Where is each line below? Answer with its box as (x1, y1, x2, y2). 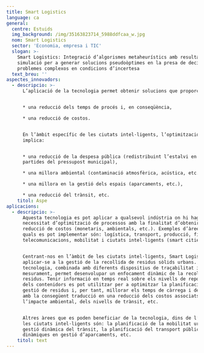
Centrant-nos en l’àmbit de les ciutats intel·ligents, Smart (22, 253, 183, 259)
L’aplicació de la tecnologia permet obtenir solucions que (22, 88, 178, 94)
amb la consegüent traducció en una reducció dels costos (22, 293, 172, 299)
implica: (22, 137, 45, 143)
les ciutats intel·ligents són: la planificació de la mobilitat (22, 320, 191, 327)
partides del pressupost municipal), (22, 159, 118, 165)
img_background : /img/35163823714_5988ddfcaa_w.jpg (12, 32, 146, 38)
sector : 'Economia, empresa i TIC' (12, 43, 102, 49)
